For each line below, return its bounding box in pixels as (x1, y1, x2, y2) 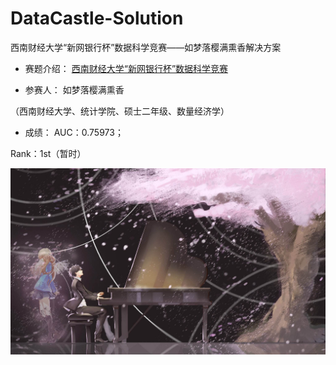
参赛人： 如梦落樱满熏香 (24, 83, 125, 96)
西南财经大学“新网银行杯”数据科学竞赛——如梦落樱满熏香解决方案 (10, 41, 282, 53)
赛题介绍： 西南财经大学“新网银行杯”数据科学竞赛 (24, 62, 229, 74)
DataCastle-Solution (10, 7, 184, 30)
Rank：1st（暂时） (10, 147, 87, 159)
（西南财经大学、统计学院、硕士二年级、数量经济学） (10, 105, 230, 117)
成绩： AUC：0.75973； (24, 126, 124, 138)
